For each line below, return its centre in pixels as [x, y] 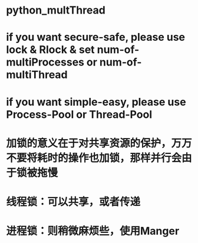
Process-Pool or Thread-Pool [79, 114]
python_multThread [56, 10]
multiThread [37, 75]
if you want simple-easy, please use [96, 102]
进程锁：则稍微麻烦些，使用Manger [93, 231]
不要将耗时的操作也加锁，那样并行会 [94, 158]
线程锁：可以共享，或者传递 [73, 202]
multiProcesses [45, 62]
